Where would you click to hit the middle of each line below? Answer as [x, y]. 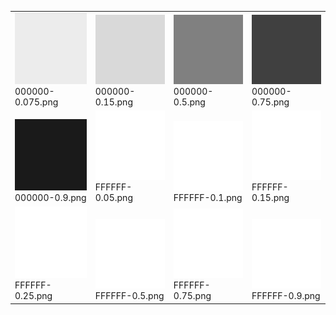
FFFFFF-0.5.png [129, 296]
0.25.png [33, 296]
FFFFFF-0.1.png [208, 198]
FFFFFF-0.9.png [286, 296]
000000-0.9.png [50, 198]
